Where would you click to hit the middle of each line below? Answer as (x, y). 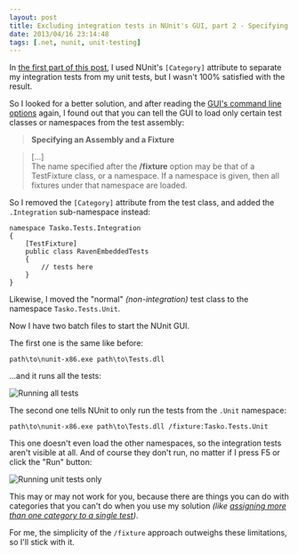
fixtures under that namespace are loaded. (109, 185)
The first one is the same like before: (77, 343)
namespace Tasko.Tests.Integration (75, 229)
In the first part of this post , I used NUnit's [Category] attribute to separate (145, 68)
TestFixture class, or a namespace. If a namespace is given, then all (155, 176)
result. (21, 86)
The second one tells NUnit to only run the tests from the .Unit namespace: (148, 411)
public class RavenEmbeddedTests (87, 252)
